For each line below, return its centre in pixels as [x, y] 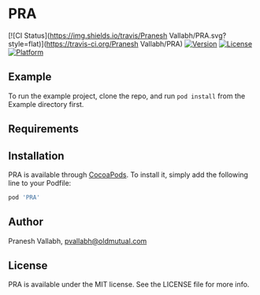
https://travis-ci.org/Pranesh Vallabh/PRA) [115, 43]
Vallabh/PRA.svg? [198, 35]
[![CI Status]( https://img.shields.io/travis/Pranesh [88, 35]
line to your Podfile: [40, 183]
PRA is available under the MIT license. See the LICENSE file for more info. [129, 285]
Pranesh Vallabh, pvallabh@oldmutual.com [78, 241]
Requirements [43, 129]
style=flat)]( [28, 43]
